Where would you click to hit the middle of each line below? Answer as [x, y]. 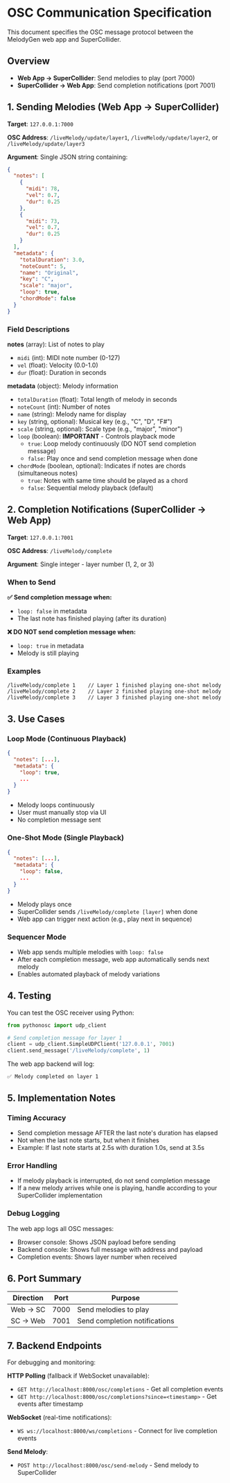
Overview [29, 61]
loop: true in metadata [51, 646]
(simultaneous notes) [47, 473]
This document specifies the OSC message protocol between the [100, 32]
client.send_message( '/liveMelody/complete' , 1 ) [79, 1051]
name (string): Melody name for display [72, 414]
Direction [28, 1298]
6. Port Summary [44, 1278]
